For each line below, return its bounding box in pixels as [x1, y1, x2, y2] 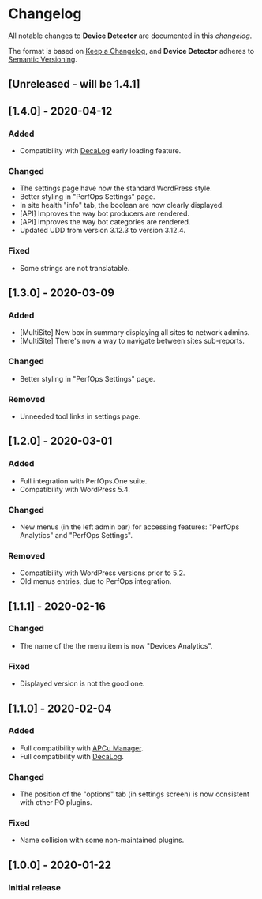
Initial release [8, 882, 62, 893]
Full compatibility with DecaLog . [19, 751, 125, 761]
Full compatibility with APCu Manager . [19, 743, 144, 753]
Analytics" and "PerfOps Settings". [19, 530, 133, 540]
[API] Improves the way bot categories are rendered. [19, 217, 191, 227]
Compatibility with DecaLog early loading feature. [19, 146, 182, 156]
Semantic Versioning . [8, 55, 77, 64]
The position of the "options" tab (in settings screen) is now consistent [19, 789, 250, 799]
